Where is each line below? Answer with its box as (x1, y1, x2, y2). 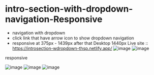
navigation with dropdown (12, 30, 65, 36)
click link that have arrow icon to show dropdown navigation (12, 35, 134, 41)
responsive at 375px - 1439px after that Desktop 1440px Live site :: (12, 40, 149, 46)
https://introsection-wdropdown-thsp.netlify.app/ (12, 45, 112, 51)
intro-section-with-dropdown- (5, 3, 133, 15)
